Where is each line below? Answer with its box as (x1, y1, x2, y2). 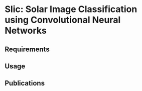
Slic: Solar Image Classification (5, 4, 137, 15)
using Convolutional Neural (5, 14, 121, 26)
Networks (5, 25, 47, 36)
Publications (5, 79, 45, 87)
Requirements (5, 45, 50, 53)
